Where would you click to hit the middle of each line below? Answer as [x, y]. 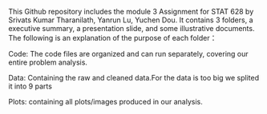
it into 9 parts [30, 86]
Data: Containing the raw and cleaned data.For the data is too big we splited [134, 78]
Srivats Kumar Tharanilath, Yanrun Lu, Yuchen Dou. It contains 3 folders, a [131, 20]
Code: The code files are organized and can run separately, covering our [128, 54]
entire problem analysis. [48, 62]
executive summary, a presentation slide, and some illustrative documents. [131, 28]
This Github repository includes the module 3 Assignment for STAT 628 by [131, 12]
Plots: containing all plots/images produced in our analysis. [105, 102]
